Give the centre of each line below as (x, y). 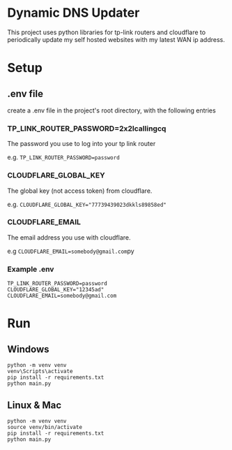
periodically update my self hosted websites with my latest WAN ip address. (116, 39)
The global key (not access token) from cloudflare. (80, 191)
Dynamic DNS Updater (74, 13)
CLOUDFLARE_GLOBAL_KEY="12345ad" (56, 290)
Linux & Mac (34, 405)
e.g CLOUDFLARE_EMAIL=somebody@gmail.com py (71, 251)
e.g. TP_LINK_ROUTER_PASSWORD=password (63, 157)
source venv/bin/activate (45, 427)
